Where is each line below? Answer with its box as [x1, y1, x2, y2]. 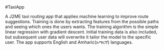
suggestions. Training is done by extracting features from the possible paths [5, 19, 159, 24]
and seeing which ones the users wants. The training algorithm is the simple [5, 24, 159, 30]
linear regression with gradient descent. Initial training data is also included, [5, 29, 158, 34]
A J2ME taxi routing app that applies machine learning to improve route [5, 14, 149, 19]
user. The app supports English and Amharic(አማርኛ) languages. [5, 39, 133, 45]
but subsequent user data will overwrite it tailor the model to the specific [5, 34, 151, 40]
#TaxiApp [5, 4, 24, 10]
